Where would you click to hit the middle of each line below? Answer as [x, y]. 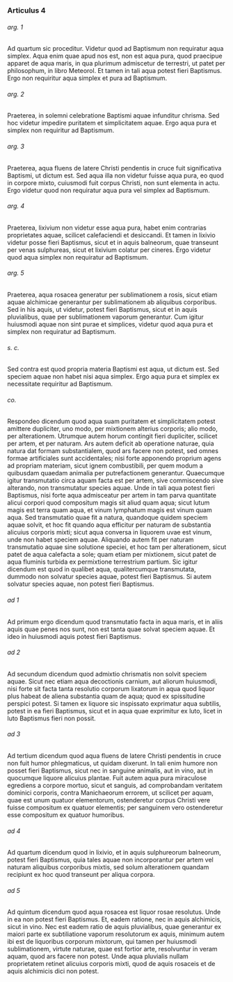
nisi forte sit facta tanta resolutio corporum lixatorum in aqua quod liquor [111, 688]
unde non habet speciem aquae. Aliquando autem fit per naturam [101, 540]
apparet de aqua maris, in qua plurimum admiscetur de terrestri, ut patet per [116, 63]
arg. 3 [16, 146]
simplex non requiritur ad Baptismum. [61, 130]
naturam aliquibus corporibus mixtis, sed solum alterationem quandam [108, 867]
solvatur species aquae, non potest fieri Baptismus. [81, 584]
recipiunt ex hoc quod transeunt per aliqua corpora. [81, 875]
